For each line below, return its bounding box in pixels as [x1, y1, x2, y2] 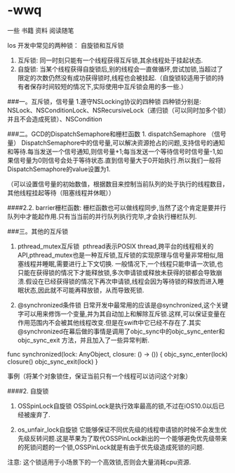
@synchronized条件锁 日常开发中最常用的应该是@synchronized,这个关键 [17, 300, 229, 309]
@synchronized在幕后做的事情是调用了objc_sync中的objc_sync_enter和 [17, 327, 225, 335]
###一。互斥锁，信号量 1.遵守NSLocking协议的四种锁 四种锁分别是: [7, 97, 202, 105]
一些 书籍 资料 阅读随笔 [7, 26, 74, 34]
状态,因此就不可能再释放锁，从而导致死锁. [23, 286, 145, 294]
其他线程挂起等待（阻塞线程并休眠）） [7, 188, 115, 196]
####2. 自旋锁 [7, 387, 49, 395]
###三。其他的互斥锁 [7, 227, 69, 235]
